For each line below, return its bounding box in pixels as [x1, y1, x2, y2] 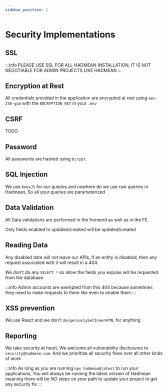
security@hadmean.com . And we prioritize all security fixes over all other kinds [5, 350, 163, 356]
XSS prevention [5, 303, 55, 312]
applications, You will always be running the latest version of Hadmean [5, 370, 151, 376]
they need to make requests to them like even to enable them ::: [5, 289, 136, 295]
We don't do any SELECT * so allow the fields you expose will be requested [5, 269, 158, 275]
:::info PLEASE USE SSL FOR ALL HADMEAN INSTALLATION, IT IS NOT [5, 62, 151, 68]
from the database [5, 274, 43, 280]
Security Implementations [5, 28, 116, 40]
